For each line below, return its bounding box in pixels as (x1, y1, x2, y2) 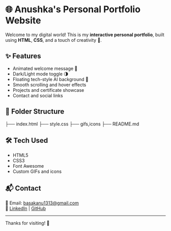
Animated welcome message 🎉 (12, 65, 78, 71)
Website (5, 15, 41, 27)
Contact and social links (12, 92, 63, 98)
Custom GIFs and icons (12, 168, 62, 174)
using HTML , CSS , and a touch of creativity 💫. (5, 37, 102, 43)
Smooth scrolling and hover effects (12, 82, 87, 88)
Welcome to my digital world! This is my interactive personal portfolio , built (5, 32, 164, 38)
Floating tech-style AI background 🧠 (12, 76, 89, 82)
